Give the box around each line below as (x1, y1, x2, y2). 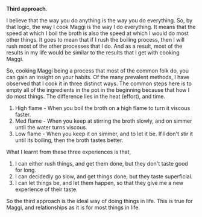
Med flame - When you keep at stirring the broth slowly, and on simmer (14, 117, 192, 125)
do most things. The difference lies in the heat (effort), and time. (6, 93, 166, 100)
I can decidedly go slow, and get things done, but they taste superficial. (14, 173, 193, 180)
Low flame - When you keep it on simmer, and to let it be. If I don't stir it (14, 130, 193, 137)
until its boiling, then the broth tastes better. (14, 137, 124, 144)
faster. (14, 111, 31, 118)
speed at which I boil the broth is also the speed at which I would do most (6, 30, 189, 37)
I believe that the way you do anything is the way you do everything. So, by (6, 17, 193, 24)
